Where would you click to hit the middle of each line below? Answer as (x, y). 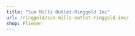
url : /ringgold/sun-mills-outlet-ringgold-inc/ (68, 18)
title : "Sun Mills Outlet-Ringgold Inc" (58, 12)
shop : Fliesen (24, 23)
